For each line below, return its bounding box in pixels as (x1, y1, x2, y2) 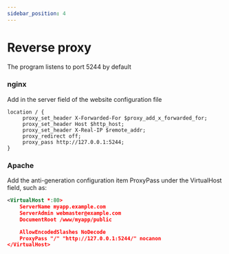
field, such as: (7, 184, 47, 192)
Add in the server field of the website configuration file (7, 95, 162, 103)
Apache (7, 160, 34, 170)
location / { (7, 108, 45, 116)
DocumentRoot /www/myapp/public (19, 216, 112, 223)
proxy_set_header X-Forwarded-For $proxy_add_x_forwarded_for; (22, 114, 208, 121)
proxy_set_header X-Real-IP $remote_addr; (22, 127, 146, 134)
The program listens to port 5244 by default (7, 63, 132, 71)
